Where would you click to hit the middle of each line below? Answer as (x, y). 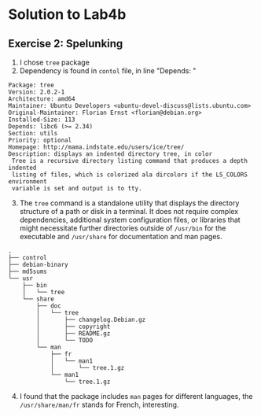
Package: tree (31, 85)
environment (28, 182)
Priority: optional (40, 140)
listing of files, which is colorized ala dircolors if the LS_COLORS (129, 175)
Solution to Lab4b (67, 15)
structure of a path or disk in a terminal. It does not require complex (129, 211)
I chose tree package (55, 62)
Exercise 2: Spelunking (66, 44)
